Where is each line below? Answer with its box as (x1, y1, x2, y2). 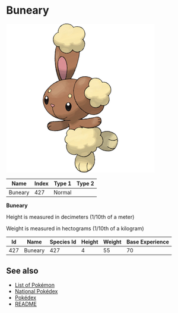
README (14, 301, 37, 308)
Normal (53, 189, 72, 196)
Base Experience (126, 238, 169, 245)
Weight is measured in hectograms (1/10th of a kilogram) (6, 225, 144, 232)
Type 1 (53, 180, 72, 187)
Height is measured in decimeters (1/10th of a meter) (6, 214, 135, 221)
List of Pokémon (14, 281, 55, 289)
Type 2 (76, 180, 94, 187)
